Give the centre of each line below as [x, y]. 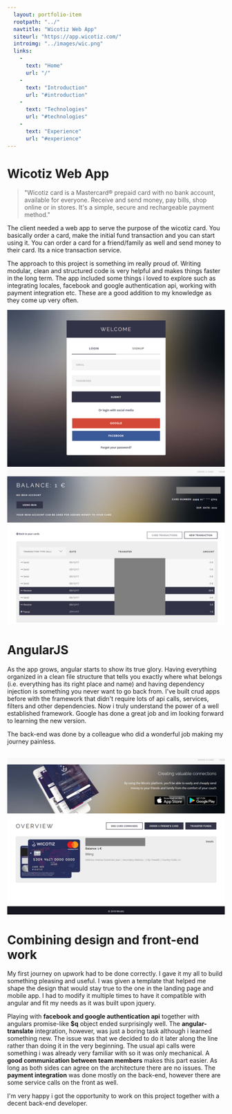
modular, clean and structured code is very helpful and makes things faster [114, 271]
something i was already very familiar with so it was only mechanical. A [108, 1053]
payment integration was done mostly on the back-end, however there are [114, 1075]
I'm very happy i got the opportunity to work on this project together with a [113, 1096]
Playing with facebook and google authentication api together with [104, 1016]
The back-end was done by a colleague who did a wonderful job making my [115, 734]
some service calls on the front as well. [63, 1083]
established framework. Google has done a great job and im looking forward [116, 713]
